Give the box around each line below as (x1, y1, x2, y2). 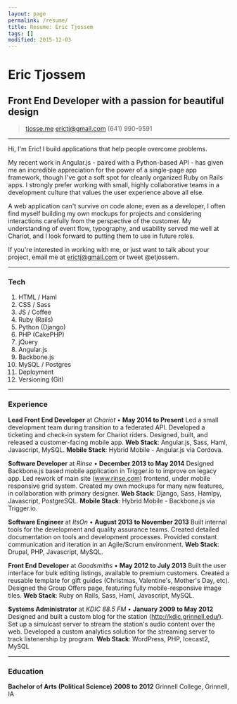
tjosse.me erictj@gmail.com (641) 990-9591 (25, 125, 153, 133)
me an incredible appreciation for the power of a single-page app (8, 166, 198, 175)
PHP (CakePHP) (18, 330, 65, 339)
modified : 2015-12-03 (8, 37, 72, 44)
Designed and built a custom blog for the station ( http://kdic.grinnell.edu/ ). (8, 612, 224, 620)
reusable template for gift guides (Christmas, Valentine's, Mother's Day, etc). (8, 576, 230, 584)
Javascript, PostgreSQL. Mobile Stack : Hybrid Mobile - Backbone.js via (8, 496, 215, 505)
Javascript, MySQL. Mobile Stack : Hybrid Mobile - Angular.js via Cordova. (8, 445, 224, 454)
